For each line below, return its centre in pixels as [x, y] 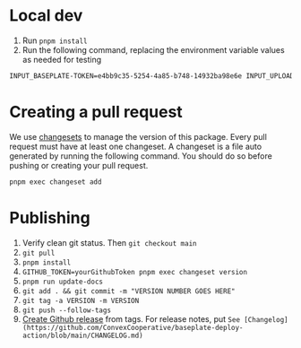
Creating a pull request [96, 112]
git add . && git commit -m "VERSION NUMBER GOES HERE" [129, 291]
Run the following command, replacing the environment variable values [153, 49]
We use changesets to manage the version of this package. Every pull [138, 136]
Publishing [50, 217]
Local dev [46, 16]
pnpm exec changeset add [56, 182]
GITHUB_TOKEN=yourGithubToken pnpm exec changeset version [135, 272]
